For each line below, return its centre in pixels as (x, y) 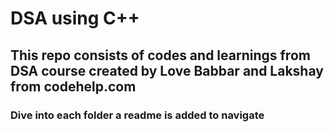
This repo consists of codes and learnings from (160, 55)
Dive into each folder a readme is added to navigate (137, 115)
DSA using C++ (75, 18)
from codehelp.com (73, 86)
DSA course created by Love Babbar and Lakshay (167, 70)
